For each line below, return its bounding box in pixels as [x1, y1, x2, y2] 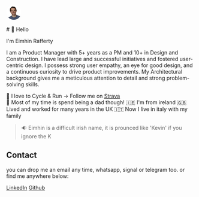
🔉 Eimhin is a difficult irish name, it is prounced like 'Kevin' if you [20, 125, 182, 131]
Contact [6, 150, 37, 160]
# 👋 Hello [6, 26, 29, 33]
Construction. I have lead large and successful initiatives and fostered [6, 56, 179, 62]
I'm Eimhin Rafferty [6, 38, 53, 44]
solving [6, 81, 25, 88]
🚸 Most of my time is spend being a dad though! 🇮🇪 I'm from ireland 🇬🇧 [6, 99, 187, 106]
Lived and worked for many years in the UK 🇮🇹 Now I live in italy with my [6, 105, 188, 113]
